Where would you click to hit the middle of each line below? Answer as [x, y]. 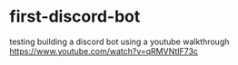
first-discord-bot [75, 17]
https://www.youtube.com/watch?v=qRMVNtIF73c [104, 51]
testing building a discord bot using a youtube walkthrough [119, 42]
